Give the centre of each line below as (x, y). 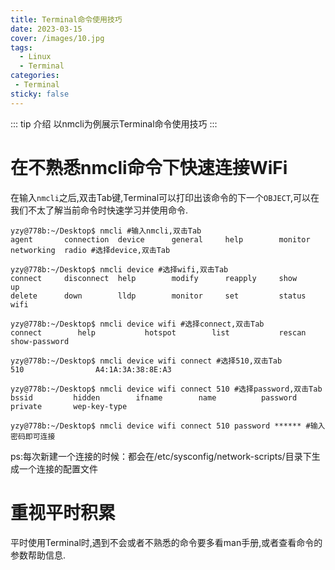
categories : (35, 76)
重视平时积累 (63, 512)
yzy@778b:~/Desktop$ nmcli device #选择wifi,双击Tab (119, 269)
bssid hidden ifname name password (154, 397)
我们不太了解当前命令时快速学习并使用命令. (99, 210)
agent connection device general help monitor (160, 239)
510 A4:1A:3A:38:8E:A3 (91, 369)
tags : (21, 47)
